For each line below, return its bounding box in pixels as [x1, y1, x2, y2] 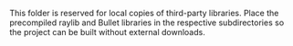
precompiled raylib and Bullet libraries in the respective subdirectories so [9, 17, 285, 28]
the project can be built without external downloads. [9, 27, 205, 37]
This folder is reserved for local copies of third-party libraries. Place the [9, 8, 279, 18]
